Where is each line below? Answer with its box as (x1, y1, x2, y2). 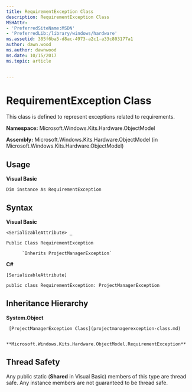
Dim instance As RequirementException (6, 187, 102, 192)
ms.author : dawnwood (6, 47, 57, 53)
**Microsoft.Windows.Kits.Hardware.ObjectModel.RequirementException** (6, 341, 186, 347)
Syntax (6, 202, 33, 213)
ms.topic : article (6, 58, 51, 64)
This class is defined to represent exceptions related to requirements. (6, 113, 175, 120)
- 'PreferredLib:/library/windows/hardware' (6, 31, 118, 37)
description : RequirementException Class (6, 14, 110, 20)
